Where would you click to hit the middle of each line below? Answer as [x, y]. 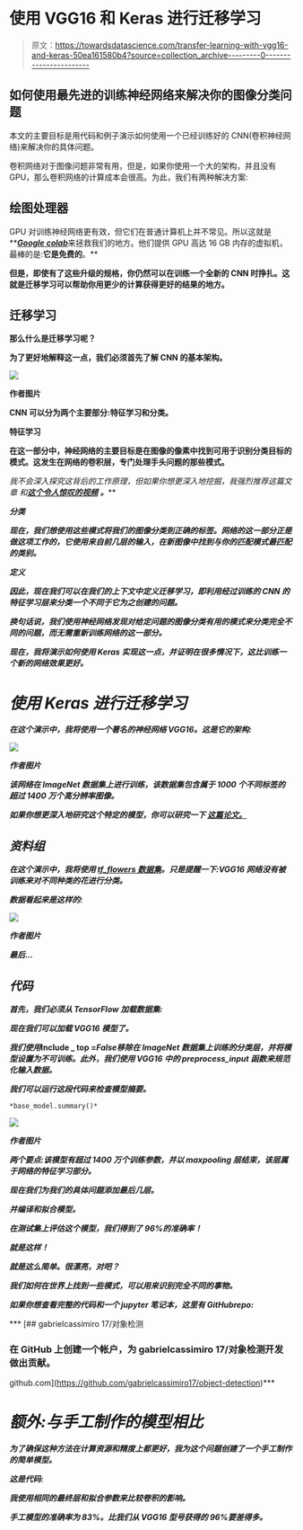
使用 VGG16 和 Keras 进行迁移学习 [135, 18]
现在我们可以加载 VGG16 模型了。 [71, 1028]
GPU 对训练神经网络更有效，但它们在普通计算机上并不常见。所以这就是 [140, 231]
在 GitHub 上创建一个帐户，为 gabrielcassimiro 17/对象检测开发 [147, 1349]
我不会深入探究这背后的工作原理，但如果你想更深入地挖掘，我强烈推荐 [139, 481]
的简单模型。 [33, 1460]
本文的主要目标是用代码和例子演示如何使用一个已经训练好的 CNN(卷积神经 [147, 135]
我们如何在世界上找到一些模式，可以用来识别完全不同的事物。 [123, 1285]
